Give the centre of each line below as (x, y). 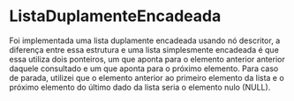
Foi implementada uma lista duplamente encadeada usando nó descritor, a (145, 40)
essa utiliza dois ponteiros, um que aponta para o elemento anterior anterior (147, 59)
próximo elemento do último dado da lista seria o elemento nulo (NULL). (140, 87)
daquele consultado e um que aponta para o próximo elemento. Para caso (144, 69)
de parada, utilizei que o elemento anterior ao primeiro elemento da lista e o (147, 77)
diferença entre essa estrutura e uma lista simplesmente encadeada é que (144, 49)
